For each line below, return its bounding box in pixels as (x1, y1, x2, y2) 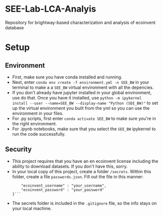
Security (5, 145, 32, 154)
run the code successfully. (12, 131, 66, 137)
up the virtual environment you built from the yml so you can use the (12, 105, 150, 111)
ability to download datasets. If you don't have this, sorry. (12, 163, 128, 169)
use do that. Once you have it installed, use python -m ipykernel (12, 95, 142, 100)
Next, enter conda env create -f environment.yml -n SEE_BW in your (12, 79, 150, 85)
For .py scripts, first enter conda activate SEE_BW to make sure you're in (12, 116, 156, 121)
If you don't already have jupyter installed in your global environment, (12, 89, 152, 96)
